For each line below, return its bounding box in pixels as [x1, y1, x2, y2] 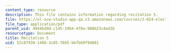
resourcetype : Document [5, 31, 56, 36]
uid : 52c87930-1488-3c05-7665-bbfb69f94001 [5, 40, 99, 45]
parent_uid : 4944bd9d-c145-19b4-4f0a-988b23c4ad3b [5, 26, 115, 31]
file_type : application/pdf [5, 21, 65, 27]
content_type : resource [5, 7, 56, 13]
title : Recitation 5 [5, 36, 49, 41]
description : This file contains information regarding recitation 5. [5, 12, 158, 17]
